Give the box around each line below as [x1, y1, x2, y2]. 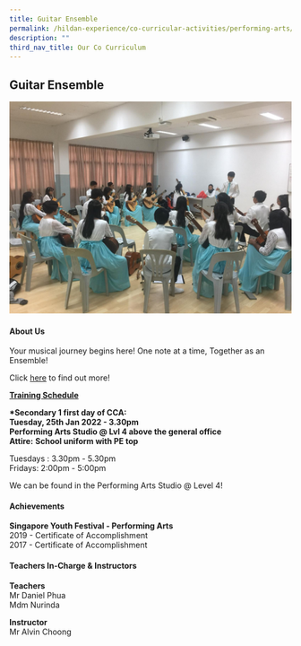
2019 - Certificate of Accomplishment [9, 530, 149, 541]
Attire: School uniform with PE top [9, 436, 139, 447]
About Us [9, 326, 46, 336]
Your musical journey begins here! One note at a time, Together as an [9, 345, 265, 356]
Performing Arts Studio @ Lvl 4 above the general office [9, 426, 222, 437]
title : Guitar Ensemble [9, 14, 99, 23]
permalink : [9, 23, 50, 33]
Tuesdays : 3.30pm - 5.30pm [9, 453, 116, 464]
